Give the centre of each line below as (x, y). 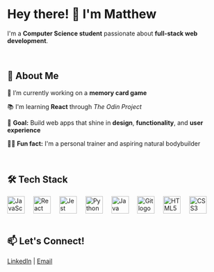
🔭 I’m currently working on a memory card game (77, 92)
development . (28, 40)
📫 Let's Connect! (46, 241)
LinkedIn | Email (30, 261)
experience (24, 130)
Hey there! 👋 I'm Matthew (82, 14)
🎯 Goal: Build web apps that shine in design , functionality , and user (105, 122)
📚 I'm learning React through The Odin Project (75, 106)
